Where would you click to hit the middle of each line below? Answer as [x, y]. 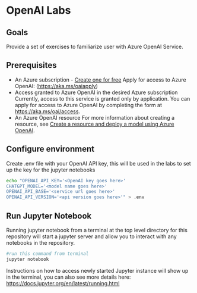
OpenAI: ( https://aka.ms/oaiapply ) [56, 86]
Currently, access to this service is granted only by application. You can [102, 98]
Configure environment [50, 149]
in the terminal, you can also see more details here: [69, 277]
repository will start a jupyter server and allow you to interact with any [91, 236]
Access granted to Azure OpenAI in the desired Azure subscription [96, 92]
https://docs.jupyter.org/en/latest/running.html [63, 283]
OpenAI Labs [39, 10]
